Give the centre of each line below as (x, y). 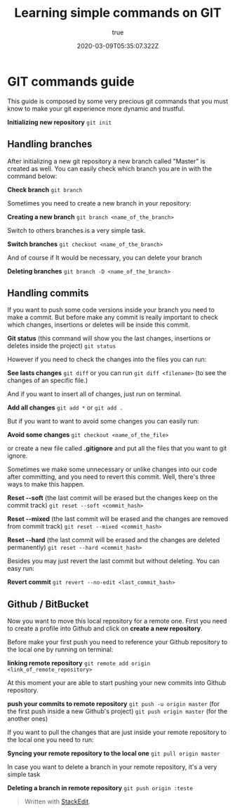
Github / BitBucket (48, 604)
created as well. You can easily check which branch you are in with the (110, 168)
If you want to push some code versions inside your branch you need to (111, 310)
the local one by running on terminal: (60, 649)
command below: (32, 176)
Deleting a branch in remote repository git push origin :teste (100, 788)
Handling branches (50, 144)
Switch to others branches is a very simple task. (76, 230)
